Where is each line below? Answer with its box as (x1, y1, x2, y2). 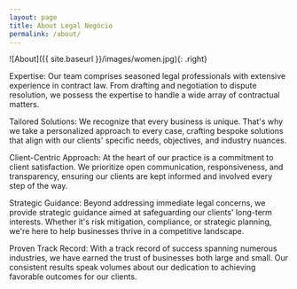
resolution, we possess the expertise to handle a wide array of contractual (9, 90, 280, 100)
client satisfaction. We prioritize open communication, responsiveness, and (9, 161, 284, 173)
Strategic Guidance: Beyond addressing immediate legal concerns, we (9, 198, 266, 208)
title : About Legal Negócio (9, 21, 113, 30)
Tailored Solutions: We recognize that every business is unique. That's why (9, 116, 284, 127)
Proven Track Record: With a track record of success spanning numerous (9, 243, 277, 254)
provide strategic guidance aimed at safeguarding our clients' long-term (9, 207, 273, 218)
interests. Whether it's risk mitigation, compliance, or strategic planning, (9, 216, 272, 227)
